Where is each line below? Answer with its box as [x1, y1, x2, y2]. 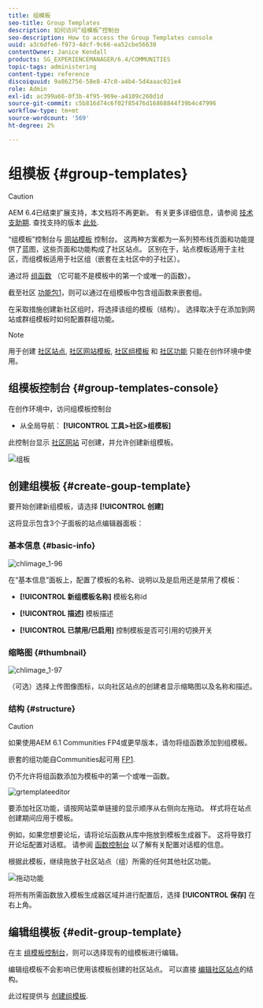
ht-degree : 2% [8, 121, 55, 129]
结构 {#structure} [8, 703, 76, 714]
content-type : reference [8, 70, 90, 78]
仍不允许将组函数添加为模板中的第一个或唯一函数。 [8, 771, 174, 781]
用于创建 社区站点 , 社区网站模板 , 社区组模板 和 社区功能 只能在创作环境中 [8, 346, 245, 356]
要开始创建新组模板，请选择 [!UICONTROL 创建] [8, 502, 164, 511]
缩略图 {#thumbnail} [8, 647, 87, 658]
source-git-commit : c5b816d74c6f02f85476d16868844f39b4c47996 [8, 99, 217, 107]
